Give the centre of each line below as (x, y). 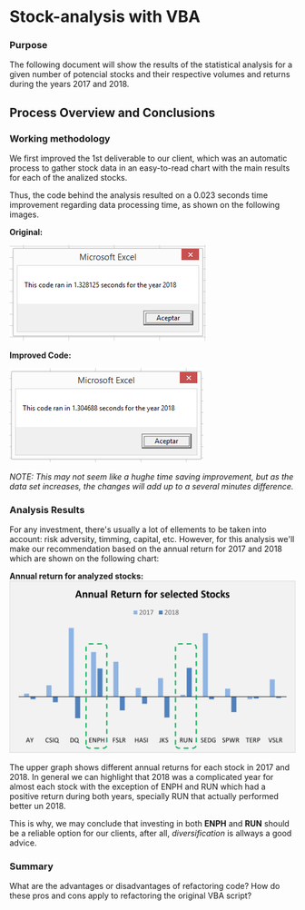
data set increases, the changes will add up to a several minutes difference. (152, 487)
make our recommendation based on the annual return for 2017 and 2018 (146, 549)
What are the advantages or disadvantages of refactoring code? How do (145, 886)
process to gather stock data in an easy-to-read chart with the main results (150, 168)
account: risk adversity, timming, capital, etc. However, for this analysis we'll (152, 539)
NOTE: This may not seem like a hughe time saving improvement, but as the (152, 477)
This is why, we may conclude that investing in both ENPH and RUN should (150, 824)
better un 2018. (38, 806)
